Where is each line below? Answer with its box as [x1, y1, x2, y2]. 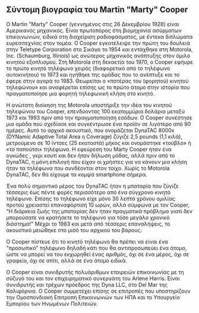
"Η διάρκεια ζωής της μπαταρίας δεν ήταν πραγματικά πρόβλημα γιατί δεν [6, 207, 193, 214]
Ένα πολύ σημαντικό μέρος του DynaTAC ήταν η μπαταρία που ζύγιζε [6, 182, 179, 189]
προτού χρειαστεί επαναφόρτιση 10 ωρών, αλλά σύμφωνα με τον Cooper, [6, 201, 190, 208]
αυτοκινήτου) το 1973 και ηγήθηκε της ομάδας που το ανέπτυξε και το [6, 71, 180, 78]
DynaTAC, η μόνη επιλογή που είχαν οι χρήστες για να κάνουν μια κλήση [6, 158, 187, 165]
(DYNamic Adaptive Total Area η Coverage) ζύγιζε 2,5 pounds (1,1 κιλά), [6, 133, 183, 140]
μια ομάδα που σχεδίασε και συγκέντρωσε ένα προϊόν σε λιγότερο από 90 [6, 120, 191, 127]
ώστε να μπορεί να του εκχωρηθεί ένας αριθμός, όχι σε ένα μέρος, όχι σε [6, 251, 189, 258]
